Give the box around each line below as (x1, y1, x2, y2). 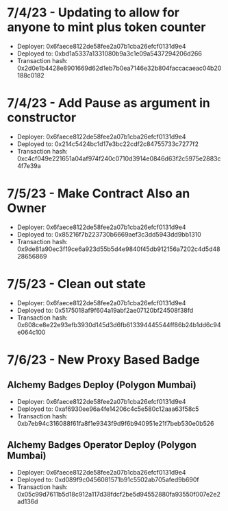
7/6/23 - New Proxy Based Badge (7, 352, 200, 368)
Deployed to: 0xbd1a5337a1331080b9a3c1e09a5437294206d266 (16, 49, 202, 58)
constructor (7, 110, 77, 126)
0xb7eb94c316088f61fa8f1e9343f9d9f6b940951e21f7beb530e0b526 (16, 419, 214, 427)
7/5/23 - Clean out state (7, 276, 146, 292)
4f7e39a (16, 161, 41, 169)
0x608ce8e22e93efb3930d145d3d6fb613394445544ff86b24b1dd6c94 (16, 320, 221, 329)
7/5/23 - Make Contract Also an (7, 186, 190, 202)
